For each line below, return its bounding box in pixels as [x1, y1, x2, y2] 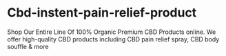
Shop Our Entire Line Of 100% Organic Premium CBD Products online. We [7, 28, 216, 36]
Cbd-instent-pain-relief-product [7, 5, 197, 21]
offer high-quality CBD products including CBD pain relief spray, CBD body [7, 35, 220, 43]
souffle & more [7, 42, 50, 50]
